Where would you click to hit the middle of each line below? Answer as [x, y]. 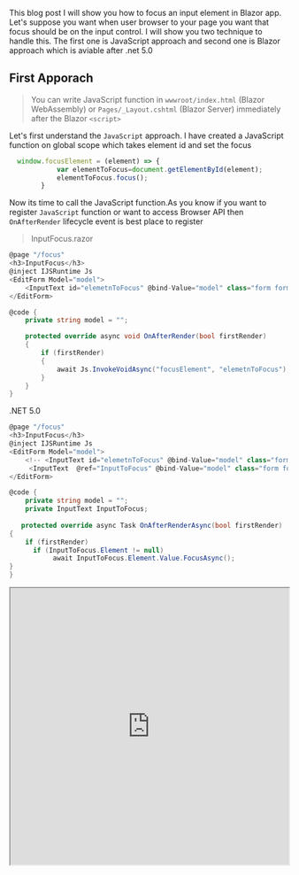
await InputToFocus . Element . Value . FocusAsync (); [144, 558]
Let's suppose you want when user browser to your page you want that [139, 22]
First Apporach [51, 78]
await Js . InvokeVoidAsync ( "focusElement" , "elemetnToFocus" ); [173, 369]
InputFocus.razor [62, 239]
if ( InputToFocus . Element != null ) [98, 550]
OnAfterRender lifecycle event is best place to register [106, 221]
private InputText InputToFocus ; [87, 509]
